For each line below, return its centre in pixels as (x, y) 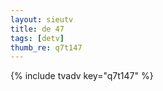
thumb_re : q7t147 (46, 47)
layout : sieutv (42, 19)
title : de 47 (37, 29)
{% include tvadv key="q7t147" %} (82, 76)
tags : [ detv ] (37, 38)
